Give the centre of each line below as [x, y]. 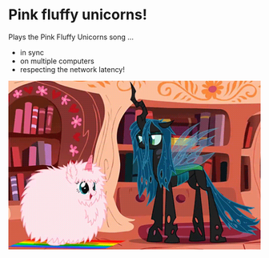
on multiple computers [57, 61]
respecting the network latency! [72, 69]
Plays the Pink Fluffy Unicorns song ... [71, 37]
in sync [32, 52]
